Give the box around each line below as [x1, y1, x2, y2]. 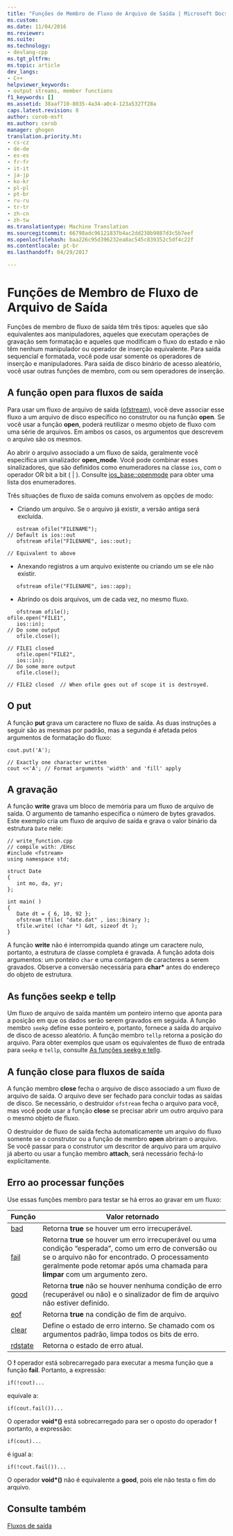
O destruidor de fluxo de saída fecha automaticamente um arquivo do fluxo [7, 1127, 222, 1136]
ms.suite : [7, 36, 36, 43]
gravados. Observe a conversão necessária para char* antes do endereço [7, 963, 221, 972]
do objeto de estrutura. [7, 970, 73, 979]
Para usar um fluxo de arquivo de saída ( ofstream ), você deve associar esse [7, 405, 225, 414]
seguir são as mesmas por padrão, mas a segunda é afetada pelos [7, 726, 198, 734]
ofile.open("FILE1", [7, 614, 67, 621]
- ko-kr [7, 178, 30, 185]
